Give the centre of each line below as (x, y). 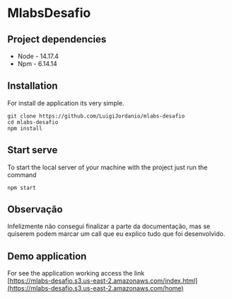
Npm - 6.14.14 (37, 64)
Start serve (33, 150)
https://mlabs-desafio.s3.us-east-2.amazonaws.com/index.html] (104, 281)
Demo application (47, 256)
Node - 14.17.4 (38, 56)
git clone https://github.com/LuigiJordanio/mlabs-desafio (96, 116)
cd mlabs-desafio (33, 122)
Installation (33, 86)
